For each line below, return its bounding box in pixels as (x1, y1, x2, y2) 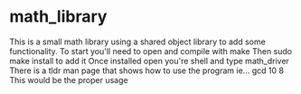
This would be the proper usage (9, 74, 128, 85)
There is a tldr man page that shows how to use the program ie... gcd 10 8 (9, 65, 285, 76)
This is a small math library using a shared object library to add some (9, 36, 267, 47)
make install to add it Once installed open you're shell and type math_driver (9, 55, 289, 66)
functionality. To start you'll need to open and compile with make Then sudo (9, 45, 292, 56)
